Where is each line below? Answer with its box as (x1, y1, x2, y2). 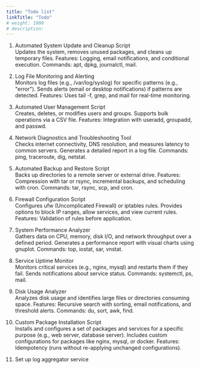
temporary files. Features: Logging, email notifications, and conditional (14, 55, 189, 62)
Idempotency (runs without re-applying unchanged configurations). (14, 344, 181, 352)
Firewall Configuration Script (14, 196, 86, 203)
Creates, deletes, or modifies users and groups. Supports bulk (14, 110, 169, 117)
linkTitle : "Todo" (6, 14, 52, 20)
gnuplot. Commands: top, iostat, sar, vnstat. (14, 245, 123, 253)
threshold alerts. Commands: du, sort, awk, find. (14, 307, 134, 314)
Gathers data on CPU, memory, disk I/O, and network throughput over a (14, 233, 192, 240)
